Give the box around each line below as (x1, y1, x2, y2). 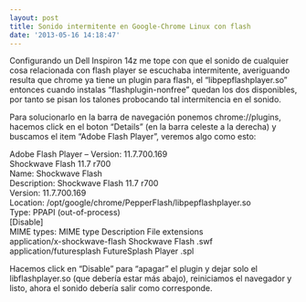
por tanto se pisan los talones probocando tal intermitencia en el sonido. (9, 94, 281, 105)
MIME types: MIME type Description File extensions (9, 226, 204, 237)
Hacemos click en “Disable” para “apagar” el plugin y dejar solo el (9, 264, 259, 275)
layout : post (9, 13, 59, 23)
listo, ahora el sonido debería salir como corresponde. (9, 283, 213, 294)
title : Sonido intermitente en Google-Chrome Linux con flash (9, 22, 251, 31)
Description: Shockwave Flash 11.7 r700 (9, 178, 159, 189)
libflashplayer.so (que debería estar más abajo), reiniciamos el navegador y (9, 273, 292, 284)
